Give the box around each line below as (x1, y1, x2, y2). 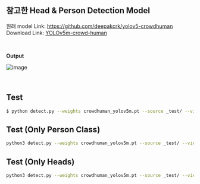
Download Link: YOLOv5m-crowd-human (6, 29, 107, 36)
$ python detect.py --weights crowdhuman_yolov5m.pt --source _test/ (6, 108, 183, 114)
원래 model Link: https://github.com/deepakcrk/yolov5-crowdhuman (6, 23, 173, 30)
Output (6, 52, 24, 59)
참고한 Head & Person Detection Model (6, 5, 151, 16)
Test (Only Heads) (6, 157, 75, 167)
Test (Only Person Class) (6, 124, 101, 135)
